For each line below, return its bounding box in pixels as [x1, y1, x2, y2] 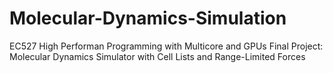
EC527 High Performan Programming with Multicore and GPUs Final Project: [9, 40, 324, 52]
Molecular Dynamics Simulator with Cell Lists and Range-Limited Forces [9, 50, 306, 62]
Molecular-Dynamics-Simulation [9, 7, 287, 30]
